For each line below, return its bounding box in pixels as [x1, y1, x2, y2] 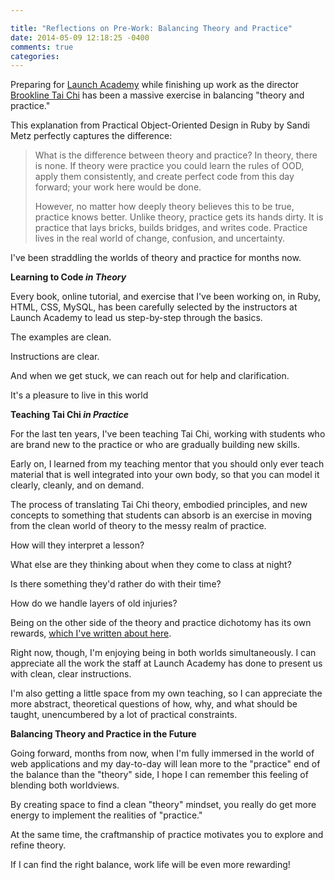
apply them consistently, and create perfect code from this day [34, 171, 295, 183]
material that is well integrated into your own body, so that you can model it [10, 469, 320, 481]
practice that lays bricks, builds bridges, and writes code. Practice [34, 222, 308, 234]
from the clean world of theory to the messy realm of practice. [10, 520, 267, 532]
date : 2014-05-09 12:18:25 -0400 [10, 32, 150, 43]
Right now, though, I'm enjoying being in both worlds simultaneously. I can [10, 647, 317, 659]
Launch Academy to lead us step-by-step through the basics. [10, 312, 263, 324]
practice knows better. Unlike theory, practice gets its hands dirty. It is [34, 211, 324, 223]
